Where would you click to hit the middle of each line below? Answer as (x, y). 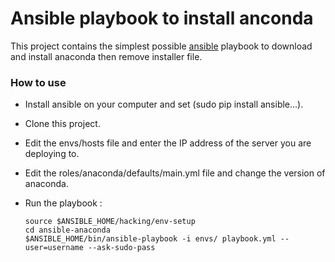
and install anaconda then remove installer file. (106, 56)
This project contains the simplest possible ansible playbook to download (161, 46)
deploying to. (52, 154)
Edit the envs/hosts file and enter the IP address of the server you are (168, 143)
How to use (38, 82)
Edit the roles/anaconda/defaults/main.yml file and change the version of (175, 173)
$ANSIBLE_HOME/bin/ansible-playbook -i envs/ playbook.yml (150, 239)
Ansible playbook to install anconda (162, 18)
